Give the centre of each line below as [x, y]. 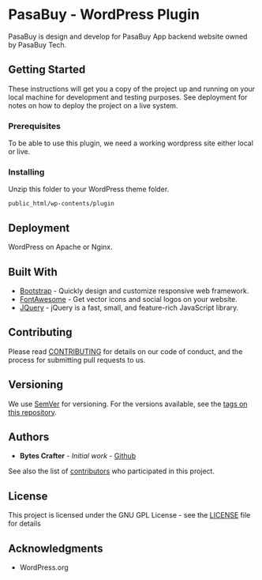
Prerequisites [34, 126]
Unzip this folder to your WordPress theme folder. [89, 189]
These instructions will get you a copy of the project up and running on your [131, 89]
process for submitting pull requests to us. [77, 360]
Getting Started [47, 70]
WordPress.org [44, 567]
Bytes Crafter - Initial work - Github [78, 456]
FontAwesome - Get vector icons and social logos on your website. [129, 299]
